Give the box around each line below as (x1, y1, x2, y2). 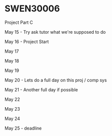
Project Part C (4, 19, 33, 25)
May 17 (4, 48, 19, 54)
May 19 (4, 68, 19, 73)
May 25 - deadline (4, 125, 42, 131)
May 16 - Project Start (4, 38, 49, 45)
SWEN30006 (4, 3, 60, 14)
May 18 (4, 58, 19, 64)
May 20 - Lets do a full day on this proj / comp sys (4, 77, 107, 83)
